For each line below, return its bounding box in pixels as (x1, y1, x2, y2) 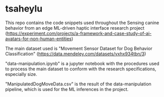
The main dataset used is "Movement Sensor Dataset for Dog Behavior (5, 45, 152, 51)
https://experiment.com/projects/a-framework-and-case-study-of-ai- (7, 30, 152, 36)
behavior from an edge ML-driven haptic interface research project (5, 25, 145, 31)
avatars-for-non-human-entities (5, 36, 72, 42)
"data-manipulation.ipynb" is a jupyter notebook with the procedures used (5, 60, 160, 66)
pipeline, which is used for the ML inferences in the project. (5, 86, 129, 92)
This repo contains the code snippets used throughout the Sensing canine (5, 20, 159, 26)
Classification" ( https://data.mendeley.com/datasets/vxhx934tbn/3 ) (5, 51, 146, 57)
